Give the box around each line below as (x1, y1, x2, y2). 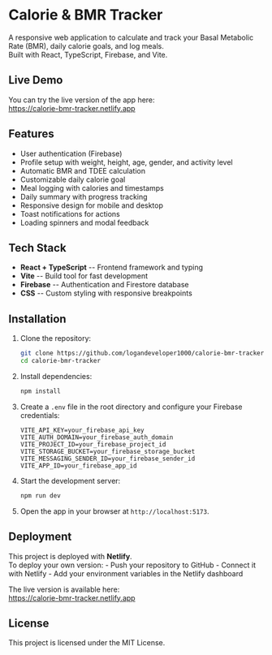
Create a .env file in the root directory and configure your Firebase (19, 402, 243, 412)
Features (8, 127, 54, 141)
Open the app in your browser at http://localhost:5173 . (19, 506, 209, 516)
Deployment (8, 530, 72, 544)
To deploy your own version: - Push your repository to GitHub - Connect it (8, 560, 256, 570)
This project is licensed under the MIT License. (8, 638, 166, 648)
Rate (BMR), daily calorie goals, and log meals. (8, 41, 165, 50)
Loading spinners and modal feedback (19, 218, 149, 227)
